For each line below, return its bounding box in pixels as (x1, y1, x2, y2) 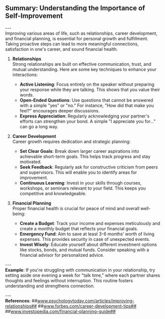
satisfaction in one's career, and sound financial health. (5, 46, 118, 52)
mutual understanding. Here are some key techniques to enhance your (12, 66, 157, 72)
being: (12, 211, 26, 216)
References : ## (5, 298, 38, 304)
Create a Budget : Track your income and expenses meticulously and (19, 220, 161, 226)
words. (19, 92, 34, 98)
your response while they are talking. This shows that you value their (19, 87, 160, 93)
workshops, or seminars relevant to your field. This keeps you (19, 185, 146, 191)
